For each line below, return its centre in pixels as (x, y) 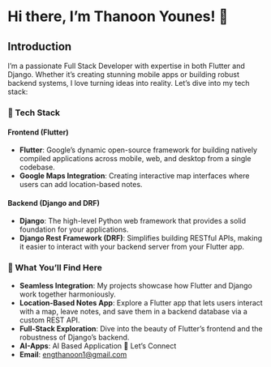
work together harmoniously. (68, 294)
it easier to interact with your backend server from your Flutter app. (132, 247)
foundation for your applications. (74, 229)
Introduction (40, 47)
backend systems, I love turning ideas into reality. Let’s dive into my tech (129, 83)
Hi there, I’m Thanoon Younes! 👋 (118, 17)
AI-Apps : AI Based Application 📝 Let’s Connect (98, 346)
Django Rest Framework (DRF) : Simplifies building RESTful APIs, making (141, 238)
